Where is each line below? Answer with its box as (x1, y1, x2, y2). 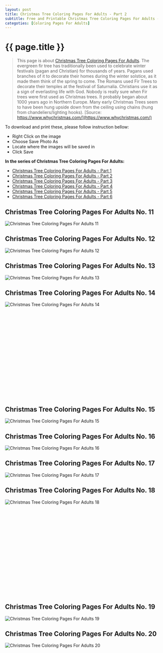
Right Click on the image (12, 133, 62, 139)
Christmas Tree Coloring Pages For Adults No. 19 (5, 603, 155, 611)
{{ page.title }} (5, 42, 65, 53)
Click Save (12, 149, 33, 155)
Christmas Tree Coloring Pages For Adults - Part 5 (12, 188, 113, 195)
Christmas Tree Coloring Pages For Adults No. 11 (5, 208, 154, 216)
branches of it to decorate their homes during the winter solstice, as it (16, 73, 157, 79)
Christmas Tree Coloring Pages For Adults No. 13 (5, 262, 155, 270)
